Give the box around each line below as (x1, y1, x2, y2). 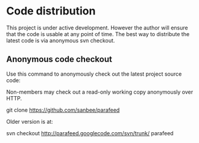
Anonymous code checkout (6, 54, 113, 64)
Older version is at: (6, 118, 53, 125)
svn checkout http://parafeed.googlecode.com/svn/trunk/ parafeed (6, 129, 174, 136)
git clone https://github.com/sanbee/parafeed (6, 106, 120, 114)
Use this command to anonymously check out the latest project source (6, 70, 182, 78)
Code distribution (6, 4, 96, 18)
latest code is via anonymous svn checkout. (6, 37, 115, 44)
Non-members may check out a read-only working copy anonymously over (6, 88, 194, 96)
